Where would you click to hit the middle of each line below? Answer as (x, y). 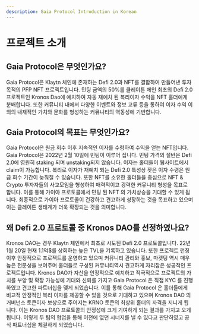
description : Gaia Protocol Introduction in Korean (71, 12)
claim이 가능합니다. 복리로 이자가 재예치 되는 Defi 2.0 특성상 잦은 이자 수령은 (95, 170)
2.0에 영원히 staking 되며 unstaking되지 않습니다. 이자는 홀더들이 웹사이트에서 (97, 163)
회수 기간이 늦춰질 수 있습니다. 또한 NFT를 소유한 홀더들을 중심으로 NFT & (98, 177)
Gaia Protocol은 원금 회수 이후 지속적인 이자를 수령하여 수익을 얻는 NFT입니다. (97, 148)
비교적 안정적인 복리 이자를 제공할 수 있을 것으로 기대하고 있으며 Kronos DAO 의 (99, 295)
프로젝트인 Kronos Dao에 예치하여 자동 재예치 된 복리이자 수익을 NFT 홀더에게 (97, 97)
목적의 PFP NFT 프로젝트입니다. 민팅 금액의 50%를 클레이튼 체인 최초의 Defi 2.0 (99, 89)
